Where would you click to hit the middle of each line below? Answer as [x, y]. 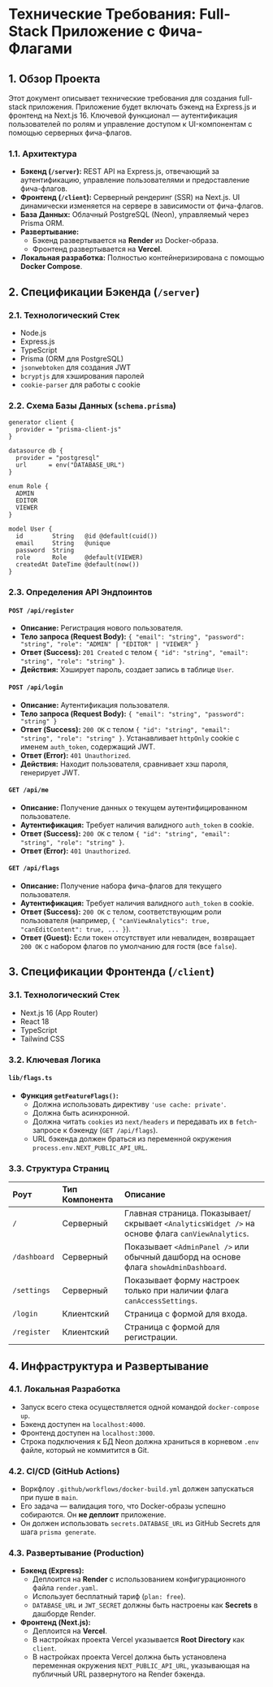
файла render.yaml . [65, 1588]
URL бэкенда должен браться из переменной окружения [132, 1138]
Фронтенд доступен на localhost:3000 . [88, 1433]
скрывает [143, 1224]
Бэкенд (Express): [52, 1571]
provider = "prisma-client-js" [69, 430]
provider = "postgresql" [58, 458]
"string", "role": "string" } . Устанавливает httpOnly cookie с [130, 738]
